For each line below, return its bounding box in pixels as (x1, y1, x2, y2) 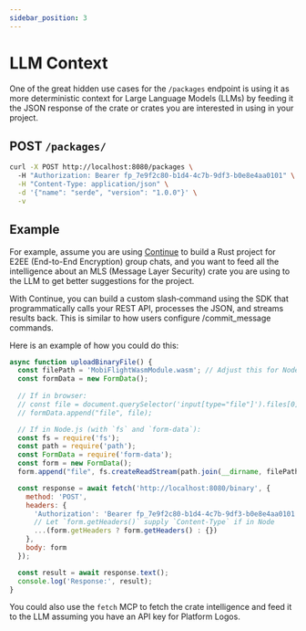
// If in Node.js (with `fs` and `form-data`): (17, 425, 202, 434)
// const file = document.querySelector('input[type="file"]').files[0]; (17, 399, 303, 409)
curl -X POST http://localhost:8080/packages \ (9, 163, 194, 172)
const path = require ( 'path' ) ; (17, 442, 137, 451)
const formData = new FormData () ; (17, 374, 148, 384)
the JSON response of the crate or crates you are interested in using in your (9, 102, 294, 113)
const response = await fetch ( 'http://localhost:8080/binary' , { (17, 483, 271, 493)
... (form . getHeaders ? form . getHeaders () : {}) (33, 526, 219, 535)
